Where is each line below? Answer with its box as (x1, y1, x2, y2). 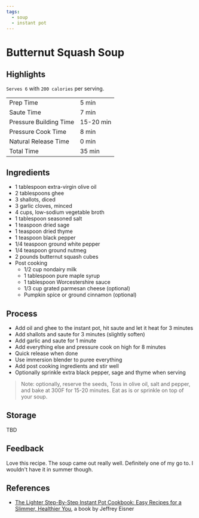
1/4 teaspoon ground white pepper (14, 240, 100, 248)
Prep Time (9, 99, 38, 107)
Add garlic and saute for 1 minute (14, 337, 97, 344)
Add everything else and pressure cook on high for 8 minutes (14, 344, 166, 350)
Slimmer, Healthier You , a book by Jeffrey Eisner (14, 505, 134, 513)
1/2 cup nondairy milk (23, 266, 77, 273)
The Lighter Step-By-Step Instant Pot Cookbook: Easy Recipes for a (14, 499, 182, 506)
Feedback (6, 443, 44, 454)
